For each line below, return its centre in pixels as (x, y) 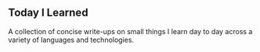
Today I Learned (48, 13)
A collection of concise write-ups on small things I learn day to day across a (130, 31)
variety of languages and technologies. (71, 40)
